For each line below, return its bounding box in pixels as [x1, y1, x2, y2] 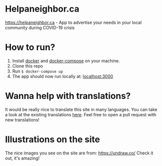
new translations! [5, 117, 40, 123]
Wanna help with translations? [5, 91, 131, 102]
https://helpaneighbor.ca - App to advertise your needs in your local [5, 19, 142, 25]
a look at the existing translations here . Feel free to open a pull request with [5, 111, 157, 117]
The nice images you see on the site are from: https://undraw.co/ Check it [5, 150, 154, 156]
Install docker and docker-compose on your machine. [12, 57, 120, 64]
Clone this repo [12, 63, 43, 69]
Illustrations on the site [5, 134, 100, 145]
